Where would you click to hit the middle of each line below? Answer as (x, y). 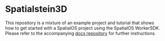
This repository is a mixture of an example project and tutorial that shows (80, 23)
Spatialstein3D (36, 9)
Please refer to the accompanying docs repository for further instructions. (81, 33)
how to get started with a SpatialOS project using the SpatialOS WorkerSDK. (82, 28)
